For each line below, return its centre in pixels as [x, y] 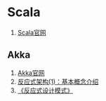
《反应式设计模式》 [45, 90]
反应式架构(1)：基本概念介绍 [58, 81]
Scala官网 [32, 32]
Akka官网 [31, 73]
